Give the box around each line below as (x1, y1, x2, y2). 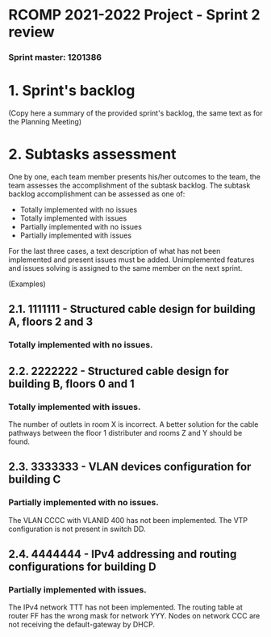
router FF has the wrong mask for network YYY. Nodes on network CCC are (8, 611, 261, 621)
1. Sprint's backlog (8, 82, 135, 100)
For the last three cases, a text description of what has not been (8, 246, 221, 255)
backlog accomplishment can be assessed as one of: (8, 188, 186, 199)
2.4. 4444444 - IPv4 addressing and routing (8, 547, 237, 561)
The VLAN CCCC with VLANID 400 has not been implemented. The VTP (8, 515, 248, 525)
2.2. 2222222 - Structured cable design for (8, 364, 230, 378)
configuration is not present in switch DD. (8, 524, 146, 534)
